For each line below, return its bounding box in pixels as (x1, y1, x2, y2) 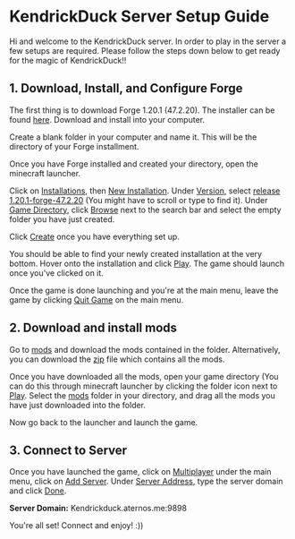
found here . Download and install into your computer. (9, 114, 206, 124)
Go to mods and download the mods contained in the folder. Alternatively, (9, 344, 281, 355)
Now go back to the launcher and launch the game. (9, 416, 198, 427)
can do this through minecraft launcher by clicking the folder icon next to (9, 381, 278, 391)
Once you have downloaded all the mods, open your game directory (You (9, 371, 279, 381)
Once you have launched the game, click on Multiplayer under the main (9, 466, 272, 477)
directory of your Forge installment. (9, 141, 139, 151)
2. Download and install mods (9, 321, 177, 336)
